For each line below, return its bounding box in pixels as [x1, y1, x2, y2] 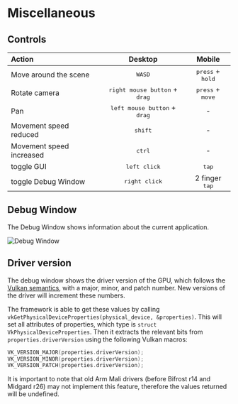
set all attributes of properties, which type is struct [7, 320, 157, 328]
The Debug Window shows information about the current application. [7, 222, 210, 231]
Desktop [128, 55, 158, 64]
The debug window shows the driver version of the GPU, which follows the [7, 275, 226, 285]
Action [11, 55, 34, 64]
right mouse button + [108, 84, 178, 94]
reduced [11, 130, 39, 139]
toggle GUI [11, 162, 47, 171]
